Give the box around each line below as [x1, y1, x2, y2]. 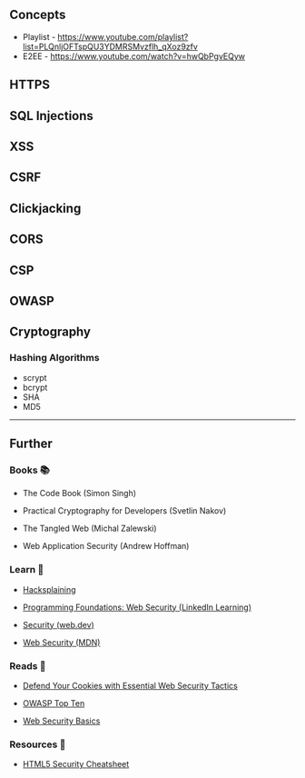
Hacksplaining [22, 583, 76, 594]
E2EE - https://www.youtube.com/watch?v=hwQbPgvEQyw [22, 50, 246, 62]
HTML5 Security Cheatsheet [22, 759, 130, 770]
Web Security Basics [22, 715, 101, 726]
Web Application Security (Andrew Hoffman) [22, 541, 190, 552]
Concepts [9, 7, 66, 23]
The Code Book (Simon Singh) [22, 488, 137, 499]
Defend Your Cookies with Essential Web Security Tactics [22, 680, 238, 691]
